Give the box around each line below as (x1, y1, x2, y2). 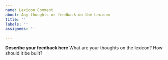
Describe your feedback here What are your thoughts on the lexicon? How (5, 45, 163, 51)
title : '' (5, 17, 26, 22)
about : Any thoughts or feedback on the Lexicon (5, 12, 110, 17)
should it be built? (5, 50, 43, 56)
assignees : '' (5, 26, 36, 32)
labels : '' (5, 21, 29, 27)
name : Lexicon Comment (5, 7, 53, 13)
